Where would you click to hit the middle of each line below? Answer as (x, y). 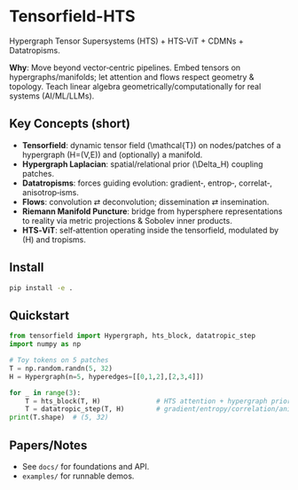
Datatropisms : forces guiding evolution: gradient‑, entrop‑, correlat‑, (147, 183)
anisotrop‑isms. (51, 192)
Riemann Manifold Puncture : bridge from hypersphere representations (152, 211)
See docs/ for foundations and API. (86, 466)
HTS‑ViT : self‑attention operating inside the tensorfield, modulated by (150, 230)
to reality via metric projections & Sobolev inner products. (127, 220)
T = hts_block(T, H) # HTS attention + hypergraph (146, 401)
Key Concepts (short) (70, 124)
